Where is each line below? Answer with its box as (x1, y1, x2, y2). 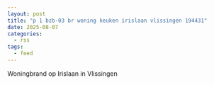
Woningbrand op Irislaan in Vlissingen (7, 69, 118, 78)
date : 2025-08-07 (7, 23, 59, 30)
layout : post (7, 10, 46, 18)
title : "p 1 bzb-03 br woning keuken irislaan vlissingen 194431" (7, 17, 208, 24)
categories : (7, 30, 43, 38)
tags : (7, 43, 23, 50)
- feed (13, 50, 33, 57)
